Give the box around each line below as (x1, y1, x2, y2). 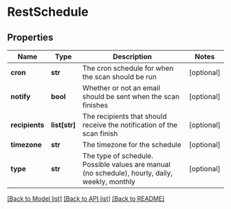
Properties (7, 32, 54, 43)
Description (113, 52, 153, 61)
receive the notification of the (82, 120, 177, 129)
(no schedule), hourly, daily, (82, 168, 173, 177)
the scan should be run (82, 72, 157, 81)
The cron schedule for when (82, 63, 174, 73)
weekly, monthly (82, 177, 135, 186)
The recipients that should (82, 111, 167, 121)
